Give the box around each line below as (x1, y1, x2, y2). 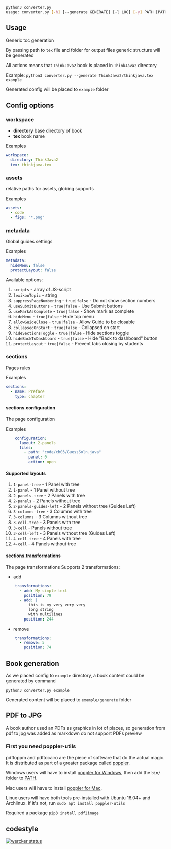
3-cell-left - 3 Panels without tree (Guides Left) (13, 530, 116, 536)
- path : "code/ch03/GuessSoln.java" (24, 450, 101, 455)
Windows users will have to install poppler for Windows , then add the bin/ (6, 770, 161, 776)
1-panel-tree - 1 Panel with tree (13, 481, 80, 487)
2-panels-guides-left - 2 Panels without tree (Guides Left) (13, 503, 136, 509)
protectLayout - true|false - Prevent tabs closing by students (13, 340, 144, 346)
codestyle (6, 825, 39, 833)
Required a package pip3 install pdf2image (6, 810, 99, 816)
